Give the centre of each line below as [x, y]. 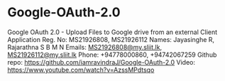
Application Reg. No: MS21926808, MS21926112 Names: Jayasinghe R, [111, 39]
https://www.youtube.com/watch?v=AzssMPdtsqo [81, 70]
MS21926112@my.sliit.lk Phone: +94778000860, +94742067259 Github [112, 55]
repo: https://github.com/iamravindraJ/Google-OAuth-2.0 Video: [101, 62]
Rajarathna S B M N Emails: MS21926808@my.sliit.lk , [84, 47]
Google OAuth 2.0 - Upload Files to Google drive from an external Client [112, 32]
